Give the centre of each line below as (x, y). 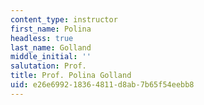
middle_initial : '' (51, 57)
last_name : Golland (51, 47)
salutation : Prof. (48, 66)
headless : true (42, 38)
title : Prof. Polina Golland (71, 76)
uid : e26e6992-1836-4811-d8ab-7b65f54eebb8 (102, 85)
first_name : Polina (51, 29)
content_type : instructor (64, 19)
